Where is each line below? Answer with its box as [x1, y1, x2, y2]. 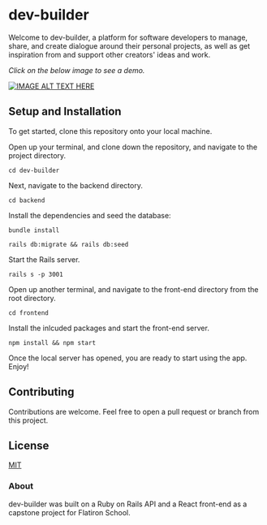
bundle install [8, 226, 60, 235]
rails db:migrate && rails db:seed [8, 240, 129, 248]
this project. [8, 415, 49, 425]
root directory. [8, 293, 57, 303]
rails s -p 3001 [8, 270, 63, 278]
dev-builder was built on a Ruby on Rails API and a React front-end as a [8, 499, 248, 509]
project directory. [8, 150, 67, 160]
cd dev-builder [8, 166, 60, 174]
